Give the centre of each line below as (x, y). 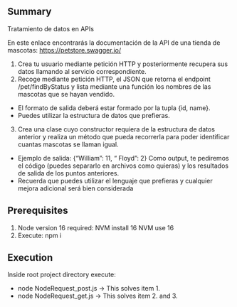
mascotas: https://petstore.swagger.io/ (64, 50)
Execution (30, 258)
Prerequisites (38, 211)
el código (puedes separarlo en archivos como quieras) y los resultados (123, 166)
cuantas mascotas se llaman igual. (68, 144)
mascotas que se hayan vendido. (66, 94)
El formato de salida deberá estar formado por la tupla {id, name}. (114, 108)
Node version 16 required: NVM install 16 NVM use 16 (96, 227)
